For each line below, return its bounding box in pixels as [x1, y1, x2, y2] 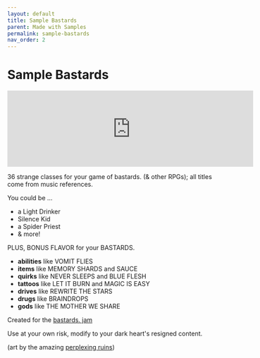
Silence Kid [17, 215, 51, 223]
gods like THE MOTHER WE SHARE [17, 302, 121, 311]
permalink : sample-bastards [7, 30, 90, 37]
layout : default [7, 10, 55, 18]
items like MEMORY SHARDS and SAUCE [17, 265, 138, 273]
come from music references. [7, 180, 94, 189]
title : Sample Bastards [7, 17, 78, 24]
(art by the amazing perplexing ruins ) [7, 343, 115, 352]
